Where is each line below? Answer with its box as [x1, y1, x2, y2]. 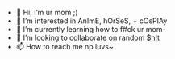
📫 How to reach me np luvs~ [15, 42, 115, 51]
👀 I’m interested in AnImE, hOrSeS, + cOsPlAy [15, 16, 168, 26]
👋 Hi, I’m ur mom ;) [15, 8, 78, 17]
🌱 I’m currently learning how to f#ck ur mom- [15, 25, 166, 33]
